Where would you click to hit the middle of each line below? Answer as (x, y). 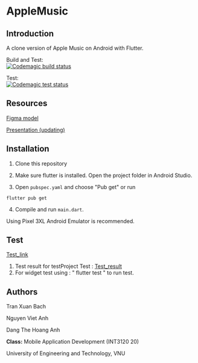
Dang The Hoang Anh (33, 330)
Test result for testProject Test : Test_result (69, 266)
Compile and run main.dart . (49, 209)
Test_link (17, 255)
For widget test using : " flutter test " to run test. (74, 273)
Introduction (30, 34)
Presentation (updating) (36, 130)
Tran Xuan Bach (26, 307)
